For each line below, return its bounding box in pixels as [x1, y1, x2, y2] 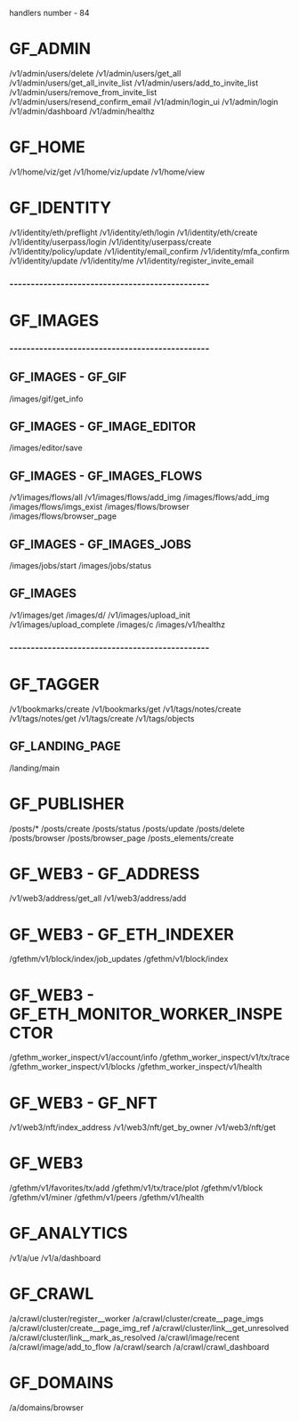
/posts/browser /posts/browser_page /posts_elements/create [9, 832, 234, 844]
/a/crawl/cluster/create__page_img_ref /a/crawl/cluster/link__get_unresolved [9, 1323, 289, 1334]
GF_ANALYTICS [9, 1223, 128, 1244]
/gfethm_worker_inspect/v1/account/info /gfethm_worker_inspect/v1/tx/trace [9, 1052, 290, 1062]
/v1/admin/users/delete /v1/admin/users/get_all [9, 68, 182, 78]
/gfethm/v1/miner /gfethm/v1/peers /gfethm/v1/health [9, 1192, 205, 1203]
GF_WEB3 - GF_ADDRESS [9, 863, 200, 884]
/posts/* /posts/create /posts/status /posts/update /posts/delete [9, 823, 245, 834]
